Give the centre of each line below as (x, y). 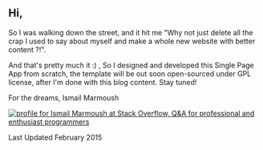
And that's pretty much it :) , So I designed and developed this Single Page (131, 65)
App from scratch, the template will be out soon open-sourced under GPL (130, 73)
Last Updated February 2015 (55, 137)
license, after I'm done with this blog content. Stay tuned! (103, 82)
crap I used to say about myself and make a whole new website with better (132, 41)
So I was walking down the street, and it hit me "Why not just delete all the (131, 32)
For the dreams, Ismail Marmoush (64, 97)
